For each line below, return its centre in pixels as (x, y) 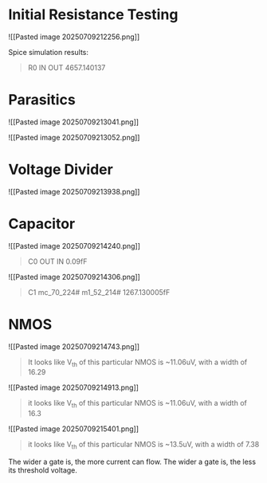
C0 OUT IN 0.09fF (57, 261)
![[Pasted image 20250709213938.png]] (74, 191)
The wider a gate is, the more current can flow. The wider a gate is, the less (132, 462)
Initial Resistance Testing (93, 15)
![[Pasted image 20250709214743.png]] (74, 346)
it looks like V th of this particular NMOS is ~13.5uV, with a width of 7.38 (143, 446)
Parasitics (42, 100)
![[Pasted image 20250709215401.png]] (74, 429)
